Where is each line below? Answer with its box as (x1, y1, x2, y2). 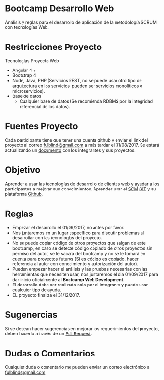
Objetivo (5, 165, 41, 175)
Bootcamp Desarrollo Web (5, 3, 114, 14)
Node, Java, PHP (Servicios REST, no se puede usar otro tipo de (12, 77, 142, 83)
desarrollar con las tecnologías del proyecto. (12, 235, 102, 240)
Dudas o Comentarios (5, 348, 95, 359)
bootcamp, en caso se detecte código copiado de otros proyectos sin (12, 245, 153, 251)
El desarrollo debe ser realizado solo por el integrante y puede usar (12, 282, 148, 287)
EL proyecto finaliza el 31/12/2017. (12, 292, 80, 298)
